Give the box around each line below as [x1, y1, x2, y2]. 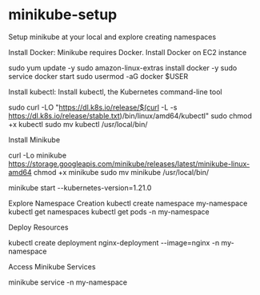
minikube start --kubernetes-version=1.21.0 [8, 182, 152, 193]
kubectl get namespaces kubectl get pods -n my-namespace [8, 206, 210, 217]
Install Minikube [8, 134, 61, 145]
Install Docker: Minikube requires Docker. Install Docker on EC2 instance [8, 47, 247, 57]
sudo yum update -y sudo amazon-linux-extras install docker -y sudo [8, 62, 238, 73]
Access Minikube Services [8, 261, 96, 271]
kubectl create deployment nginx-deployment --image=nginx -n [8, 237, 220, 247]
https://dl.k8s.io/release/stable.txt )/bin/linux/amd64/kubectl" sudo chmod [8, 110, 252, 121]
